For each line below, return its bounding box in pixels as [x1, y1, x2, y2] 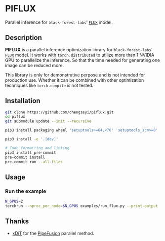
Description [5, 34, 42, 42]
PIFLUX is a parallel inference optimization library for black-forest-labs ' [5, 46, 153, 52]
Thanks [5, 217, 29, 226]
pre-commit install [5, 155, 45, 160]
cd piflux [5, 114, 26, 119]
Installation [5, 97, 41, 105]
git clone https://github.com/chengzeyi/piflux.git [5, 109, 114, 115]
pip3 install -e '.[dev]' [5, 137, 58, 142]
